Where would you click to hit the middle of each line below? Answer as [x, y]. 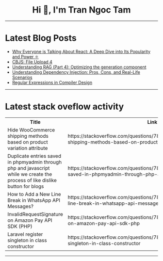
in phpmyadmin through [35, 162]
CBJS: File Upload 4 [32, 62]
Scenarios [22, 77]
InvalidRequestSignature [35, 214]
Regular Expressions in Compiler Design [52, 82]
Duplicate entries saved [34, 156]
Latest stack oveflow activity [65, 107]
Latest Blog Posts [41, 38]
